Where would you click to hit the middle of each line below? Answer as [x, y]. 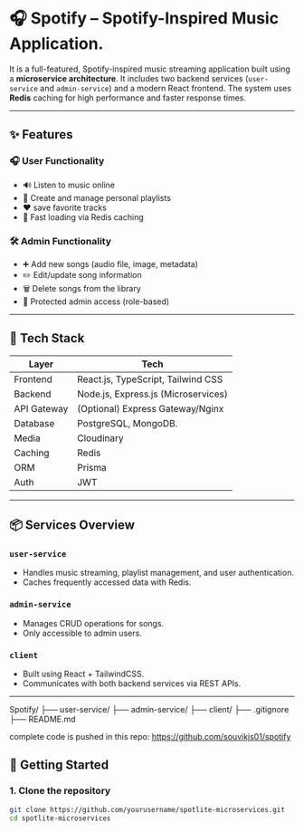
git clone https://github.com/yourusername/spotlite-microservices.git [147, 809]
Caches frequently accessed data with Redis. [107, 582]
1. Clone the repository [60, 791]
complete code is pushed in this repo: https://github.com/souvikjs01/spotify [150, 737]
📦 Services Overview [72, 526]
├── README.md [43, 719]
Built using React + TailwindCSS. [83, 674]
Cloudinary [100, 438]
